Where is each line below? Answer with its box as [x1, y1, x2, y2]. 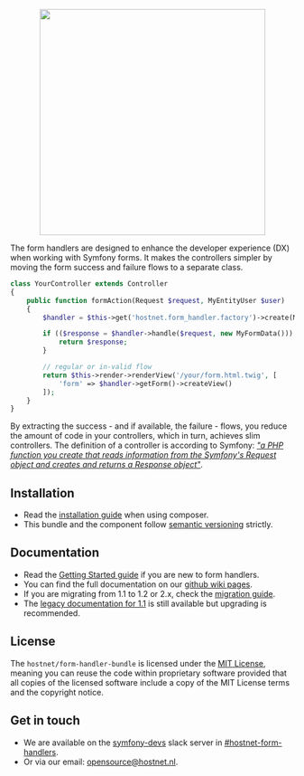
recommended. [23, 607, 80, 619]
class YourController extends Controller [10, 279, 169, 289]
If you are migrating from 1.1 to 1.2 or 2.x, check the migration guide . [23, 588, 276, 599]
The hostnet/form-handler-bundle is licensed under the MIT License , [10, 658, 266, 668]
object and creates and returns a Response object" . [10, 459, 204, 470]
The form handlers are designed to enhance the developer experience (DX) [10, 242, 290, 253]
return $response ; [58, 337, 128, 347]
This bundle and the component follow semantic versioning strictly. [23, 519, 273, 530]
